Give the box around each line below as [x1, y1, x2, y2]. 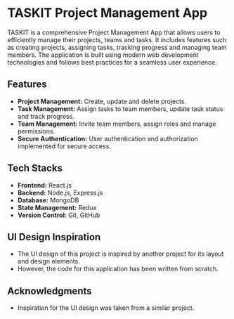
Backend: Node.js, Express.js [17, 188, 103, 197]
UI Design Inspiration [7, 230, 101, 243]
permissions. [17, 126, 55, 135]
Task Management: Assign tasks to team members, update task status [17, 104, 223, 113]
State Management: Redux [17, 203, 97, 211]
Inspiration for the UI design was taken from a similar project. [17, 304, 195, 312]
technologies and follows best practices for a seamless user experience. [7, 58, 218, 66]
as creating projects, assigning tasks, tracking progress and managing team [7, 43, 227, 51]
